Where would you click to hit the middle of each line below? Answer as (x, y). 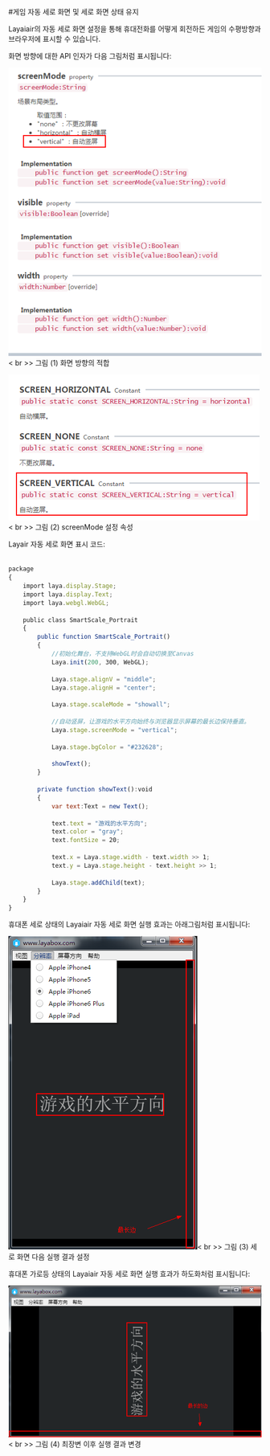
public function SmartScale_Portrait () (104, 637)
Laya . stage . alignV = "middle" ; (104, 679)
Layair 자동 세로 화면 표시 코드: (57, 544)
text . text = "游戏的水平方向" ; (99, 823)
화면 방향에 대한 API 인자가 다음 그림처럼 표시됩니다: (90, 56)
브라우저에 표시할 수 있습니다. (55, 39)
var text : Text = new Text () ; (100, 806)
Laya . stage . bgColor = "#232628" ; (107, 747)
